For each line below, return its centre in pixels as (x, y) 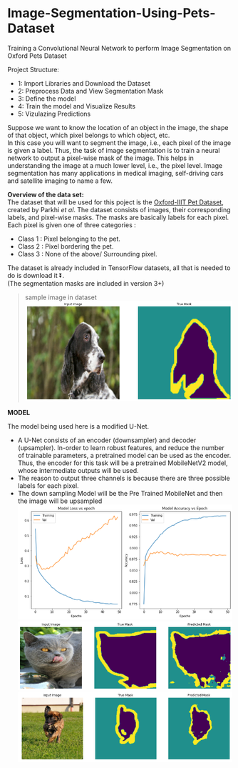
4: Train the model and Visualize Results (77, 106)
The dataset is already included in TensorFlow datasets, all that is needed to (119, 268)
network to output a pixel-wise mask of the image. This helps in (101, 158)
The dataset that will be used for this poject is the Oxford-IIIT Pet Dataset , (116, 202)
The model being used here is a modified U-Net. (78, 426)
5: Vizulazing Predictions (54, 114)
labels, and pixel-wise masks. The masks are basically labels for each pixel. (118, 217)
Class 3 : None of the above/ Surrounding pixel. (87, 254)
